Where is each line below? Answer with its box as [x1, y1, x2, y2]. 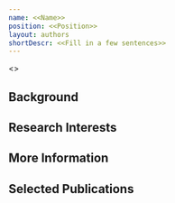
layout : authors [8, 30, 69, 39]
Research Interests [8, 120, 117, 135]
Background [8, 89, 78, 105]
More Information [8, 151, 109, 166]
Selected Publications [8, 181, 134, 197]
